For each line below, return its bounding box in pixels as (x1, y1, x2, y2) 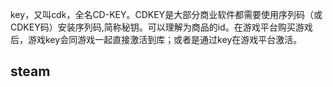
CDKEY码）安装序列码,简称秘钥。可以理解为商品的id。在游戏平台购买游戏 (10, 21, 313, 33)
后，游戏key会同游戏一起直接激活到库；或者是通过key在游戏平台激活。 (10, 34, 303, 45)
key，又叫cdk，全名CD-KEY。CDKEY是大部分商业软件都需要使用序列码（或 (10, 9, 323, 20)
